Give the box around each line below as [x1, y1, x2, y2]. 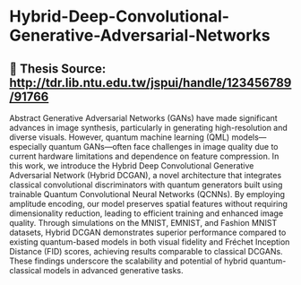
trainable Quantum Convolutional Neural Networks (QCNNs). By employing [9, 189, 285, 199]
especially [9, 142, 47, 151]
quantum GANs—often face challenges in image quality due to [48, 142, 279, 151]
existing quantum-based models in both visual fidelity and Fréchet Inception [9, 237, 290, 247]
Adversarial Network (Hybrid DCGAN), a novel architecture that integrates [9, 170, 282, 180]
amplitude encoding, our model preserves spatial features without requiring [9, 199, 288, 209]
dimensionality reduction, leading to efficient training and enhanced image [9, 208, 284, 219]
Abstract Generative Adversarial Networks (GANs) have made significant [9, 113, 278, 123]
